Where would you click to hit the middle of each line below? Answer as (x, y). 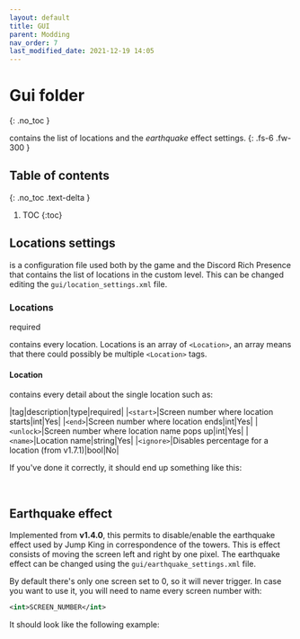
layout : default (40, 18)
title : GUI (30, 26)
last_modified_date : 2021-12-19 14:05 (82, 51)
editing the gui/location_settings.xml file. (88, 283)
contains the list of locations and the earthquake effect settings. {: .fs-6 (141, 138)
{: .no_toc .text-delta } (50, 197)
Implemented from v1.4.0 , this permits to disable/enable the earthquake (142, 535)
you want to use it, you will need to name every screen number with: (136, 591)
